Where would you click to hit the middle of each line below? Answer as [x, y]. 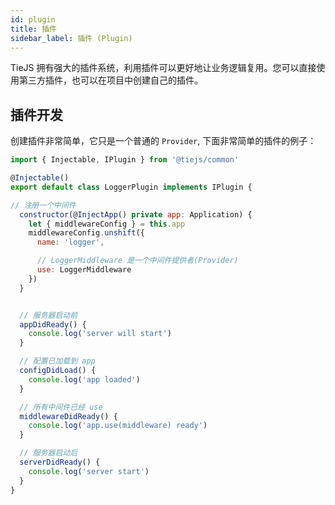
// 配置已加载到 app [57, 361]
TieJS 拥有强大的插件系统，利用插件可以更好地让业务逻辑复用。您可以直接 [163, 68]
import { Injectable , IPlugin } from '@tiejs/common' [125, 160]
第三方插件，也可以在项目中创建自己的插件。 [110, 80]
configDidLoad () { [58, 371]
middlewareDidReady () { [68, 416]
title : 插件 [33, 29]
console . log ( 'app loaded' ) [84, 379]
